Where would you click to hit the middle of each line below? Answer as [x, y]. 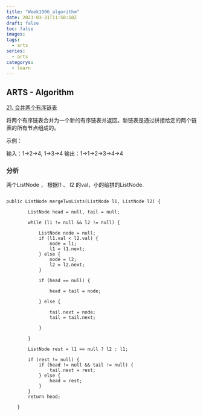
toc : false [20, 29]
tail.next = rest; [72, 370]
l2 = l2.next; [67, 265]
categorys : [20, 62]
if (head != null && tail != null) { [86, 365]
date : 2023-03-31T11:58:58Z [42, 17]
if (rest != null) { [54, 360]
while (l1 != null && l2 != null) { [74, 223]
